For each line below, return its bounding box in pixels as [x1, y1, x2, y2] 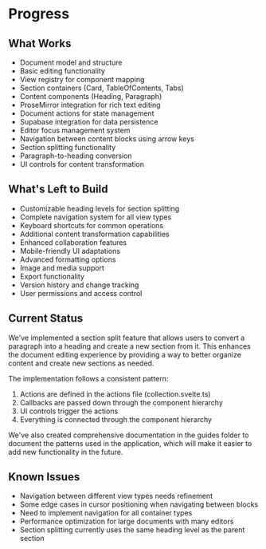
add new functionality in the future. [8, 447, 123, 456]
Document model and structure [19, 57, 123, 67]
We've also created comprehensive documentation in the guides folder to [8, 430, 249, 440]
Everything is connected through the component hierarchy [19, 414, 213, 424]
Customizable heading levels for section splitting [19, 203, 180, 213]
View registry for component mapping [19, 75, 145, 84]
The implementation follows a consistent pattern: [8, 373, 169, 383]
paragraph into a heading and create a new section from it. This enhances [8, 341, 251, 351]
